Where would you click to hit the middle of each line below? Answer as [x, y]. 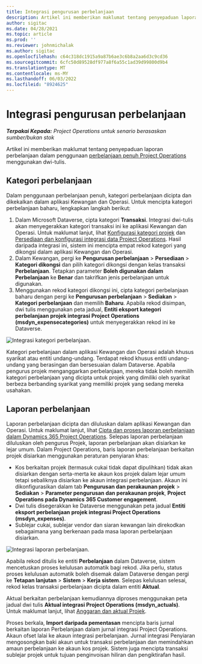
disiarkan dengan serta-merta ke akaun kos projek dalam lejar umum [100, 474]
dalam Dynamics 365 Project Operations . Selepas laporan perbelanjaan [95, 436]
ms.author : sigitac [31, 51]
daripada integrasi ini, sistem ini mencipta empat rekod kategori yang [100, 245]
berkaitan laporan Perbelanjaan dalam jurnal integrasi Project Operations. [97, 629]
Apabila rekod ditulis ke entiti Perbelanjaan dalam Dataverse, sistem [91, 561]
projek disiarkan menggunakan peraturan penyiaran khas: [78, 456]
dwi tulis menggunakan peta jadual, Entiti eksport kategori [88, 309]
